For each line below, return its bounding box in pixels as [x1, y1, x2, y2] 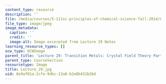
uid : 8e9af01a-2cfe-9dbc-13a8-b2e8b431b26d [5, 72, 96, 77]
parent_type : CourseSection [5, 58, 63, 63]
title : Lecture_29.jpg [5, 67, 52, 72]
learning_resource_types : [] [5, 44, 65, 49]
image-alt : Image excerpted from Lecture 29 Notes [9, 40, 116, 44]
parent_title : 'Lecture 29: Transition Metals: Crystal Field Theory [5, 53, 152, 58]
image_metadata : [5, 26, 39, 31]
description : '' [5, 12, 39, 17]
